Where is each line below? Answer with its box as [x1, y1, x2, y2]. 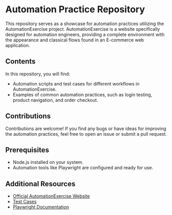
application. [5, 42, 30, 48]
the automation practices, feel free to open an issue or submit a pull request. [5, 131, 167, 137]
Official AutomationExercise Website [12, 193, 90, 199]
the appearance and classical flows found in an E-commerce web [5, 37, 144, 43]
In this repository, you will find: [5, 71, 70, 77]
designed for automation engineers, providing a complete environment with [5, 31, 165, 37]
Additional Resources [5, 179, 75, 188]
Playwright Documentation [12, 204, 69, 210]
